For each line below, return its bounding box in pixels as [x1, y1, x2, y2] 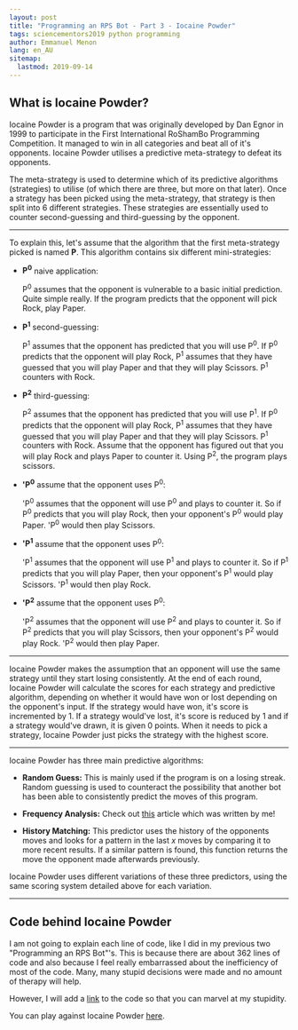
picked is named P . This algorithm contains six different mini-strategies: [9, 246, 272, 257]
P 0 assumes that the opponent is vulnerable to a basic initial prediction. [21, 282, 283, 294]
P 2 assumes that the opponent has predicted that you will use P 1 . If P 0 [21, 408, 278, 419]
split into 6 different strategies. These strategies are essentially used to [9, 202, 269, 213]
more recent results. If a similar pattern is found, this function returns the [21, 844, 288, 855]
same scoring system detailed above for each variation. [9, 880, 213, 891]
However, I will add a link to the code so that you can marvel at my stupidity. [9, 993, 286, 1003]
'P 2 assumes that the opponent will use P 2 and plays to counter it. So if [21, 614, 282, 627]
